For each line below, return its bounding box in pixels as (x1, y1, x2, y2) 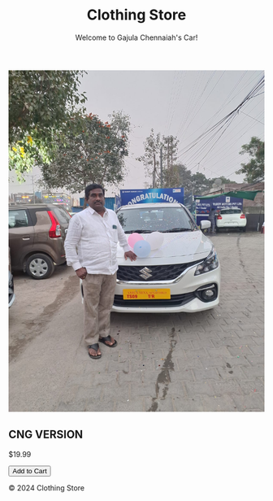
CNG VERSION (8, 428, 84, 442)
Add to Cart (12, 466, 47, 475)
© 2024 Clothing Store (8, 482, 85, 493)
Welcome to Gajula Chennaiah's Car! (75, 33, 198, 42)
